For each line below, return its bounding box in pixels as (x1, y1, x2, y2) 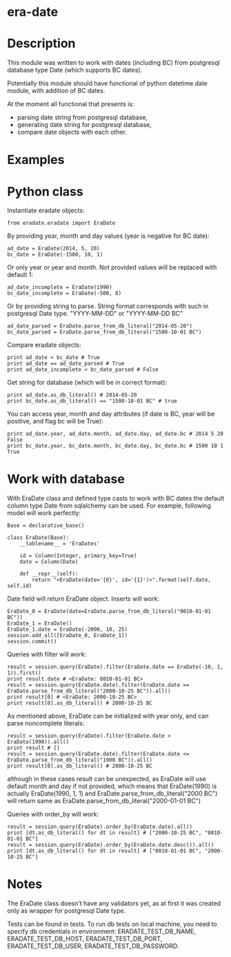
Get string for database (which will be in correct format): (7, 379, 168, 387)
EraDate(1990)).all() (7, 738, 70, 745)
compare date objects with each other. (17, 128, 128, 137)
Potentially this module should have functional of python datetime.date (7, 79, 208, 88)
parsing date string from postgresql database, (17, 113, 148, 121)
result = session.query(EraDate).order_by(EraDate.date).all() (7, 823, 193, 831)
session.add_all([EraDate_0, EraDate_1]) (7, 632, 128, 639)
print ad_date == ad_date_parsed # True (7, 360, 125, 367)
